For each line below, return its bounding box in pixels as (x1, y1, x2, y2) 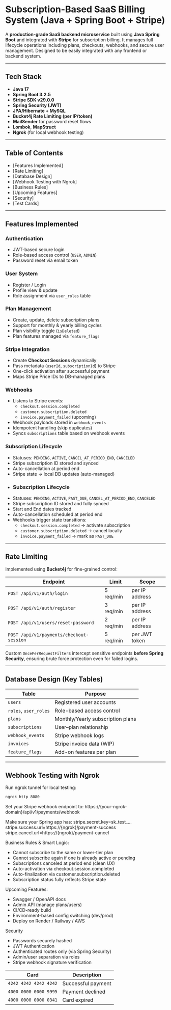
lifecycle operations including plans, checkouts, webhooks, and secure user (5, 42, 164, 48)
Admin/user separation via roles (12, 954, 80, 960)
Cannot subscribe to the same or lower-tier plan (12, 850, 113, 856)
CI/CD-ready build (12, 907, 51, 913)
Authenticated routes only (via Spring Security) (12, 948, 112, 954)
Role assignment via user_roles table (12, 292, 91, 298)
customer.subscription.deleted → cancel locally (20, 528, 122, 534)
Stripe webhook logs (54, 732, 104, 739)
